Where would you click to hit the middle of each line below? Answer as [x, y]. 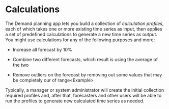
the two [21, 65]
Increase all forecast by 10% [42, 49]
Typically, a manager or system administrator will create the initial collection [85, 90]
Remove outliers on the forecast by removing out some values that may [87, 74]
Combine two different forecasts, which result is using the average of [85, 59]
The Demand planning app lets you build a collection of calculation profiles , [84, 23]
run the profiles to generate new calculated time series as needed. [75, 101]
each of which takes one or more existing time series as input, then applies [84, 29]
